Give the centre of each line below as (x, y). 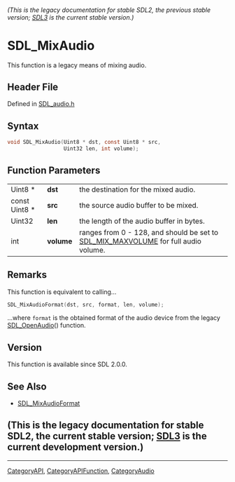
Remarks (27, 275)
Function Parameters (54, 171)
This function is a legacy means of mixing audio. (77, 65)
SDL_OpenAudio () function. (47, 326)
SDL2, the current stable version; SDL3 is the (107, 436)
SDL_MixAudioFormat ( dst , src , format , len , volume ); (86, 304)
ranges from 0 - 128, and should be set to (149, 232)
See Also (27, 386)
